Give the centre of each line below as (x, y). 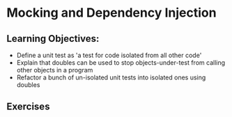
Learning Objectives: (53, 39)
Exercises (28, 107)
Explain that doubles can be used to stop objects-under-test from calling (121, 63)
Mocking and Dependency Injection (111, 13)
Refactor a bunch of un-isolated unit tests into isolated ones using (111, 77)
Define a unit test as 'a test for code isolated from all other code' (109, 55)
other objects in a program (55, 70)
